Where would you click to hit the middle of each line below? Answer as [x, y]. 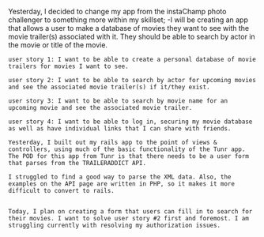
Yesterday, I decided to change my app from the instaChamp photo [117, 11]
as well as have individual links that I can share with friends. [120, 129]
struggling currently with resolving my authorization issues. [115, 225]
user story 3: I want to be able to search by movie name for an [118, 101]
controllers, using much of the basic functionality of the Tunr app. [127, 149]
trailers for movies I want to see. [68, 66]
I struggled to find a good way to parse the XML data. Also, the [120, 177]
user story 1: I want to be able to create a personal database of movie [132, 59]
